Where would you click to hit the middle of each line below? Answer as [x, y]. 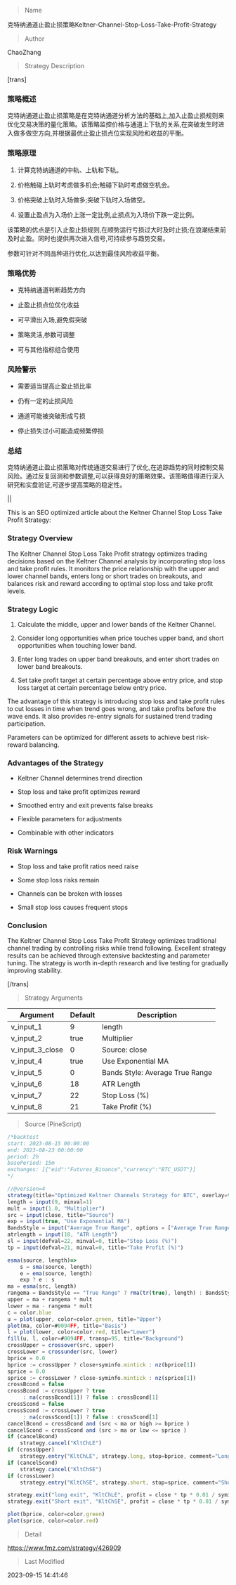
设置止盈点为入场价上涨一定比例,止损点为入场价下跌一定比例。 [107, 214]
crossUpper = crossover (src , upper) [61, 1345]
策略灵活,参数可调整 [46, 334]
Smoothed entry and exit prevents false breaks [85, 805]
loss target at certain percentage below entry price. [92, 688]
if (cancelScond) [33, 1463]
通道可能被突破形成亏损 [51, 416]
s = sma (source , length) [56, 1267]
